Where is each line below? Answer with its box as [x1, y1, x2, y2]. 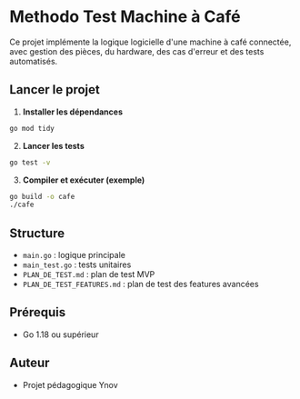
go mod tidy [9, 124, 55, 133]
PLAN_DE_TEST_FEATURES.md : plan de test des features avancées [22, 279, 259, 290]
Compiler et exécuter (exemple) [22, 175, 145, 185]
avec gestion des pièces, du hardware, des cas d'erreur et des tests [9, 45, 265, 56]
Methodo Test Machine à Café [9, 6, 241, 27]
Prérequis [9, 304, 66, 320]
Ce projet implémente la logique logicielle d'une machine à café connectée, [9, 36, 292, 47]
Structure [9, 225, 65, 241]
